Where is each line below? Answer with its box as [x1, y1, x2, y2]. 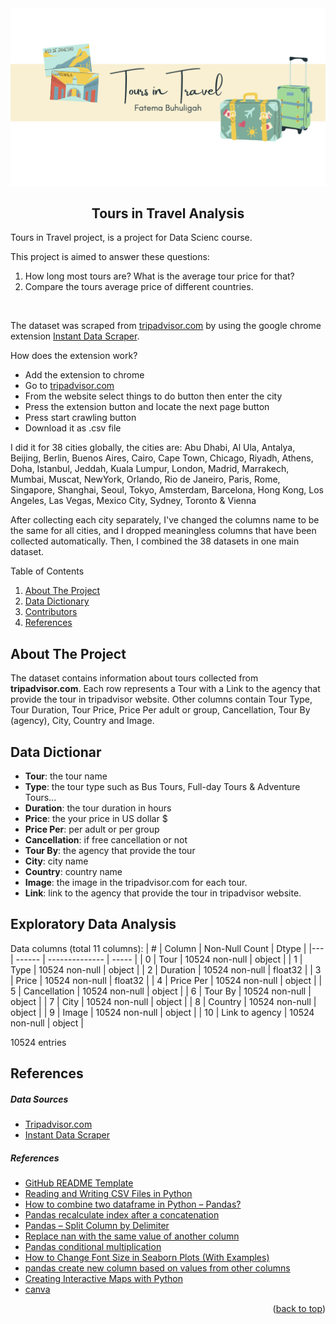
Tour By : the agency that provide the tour [24, 844, 196, 856]
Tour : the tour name [24, 770, 108, 782]
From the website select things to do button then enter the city [24, 390, 283, 402]
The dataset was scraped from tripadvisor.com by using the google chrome [10, 320, 322, 332]
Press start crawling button [24, 412, 137, 424]
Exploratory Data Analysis [10, 916, 177, 933]
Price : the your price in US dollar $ [24, 812, 168, 824]
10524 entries [10, 1036, 67, 1048]
